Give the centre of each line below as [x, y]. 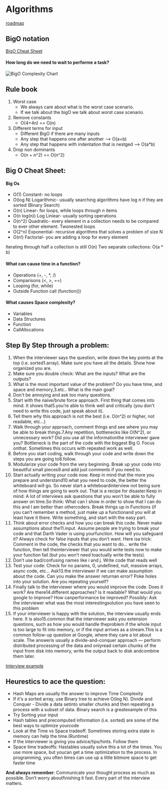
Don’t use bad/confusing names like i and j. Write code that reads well [85, 560]
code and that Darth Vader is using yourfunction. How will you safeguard [88, 534]
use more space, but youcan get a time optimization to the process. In [85, 752]
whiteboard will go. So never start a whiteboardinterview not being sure [86, 485]
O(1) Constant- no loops [37, 195]
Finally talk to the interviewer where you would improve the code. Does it [88, 587]
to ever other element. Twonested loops [54, 226]
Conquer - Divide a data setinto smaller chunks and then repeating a [83, 704]
